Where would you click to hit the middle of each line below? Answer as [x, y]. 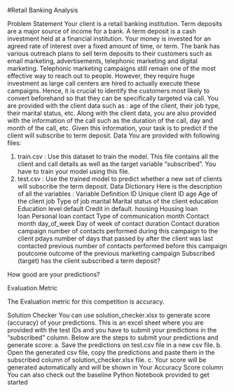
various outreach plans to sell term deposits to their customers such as [110, 53]
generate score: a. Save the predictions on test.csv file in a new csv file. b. [115, 345]
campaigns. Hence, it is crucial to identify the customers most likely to [109, 91]
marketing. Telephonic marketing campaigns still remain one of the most [111, 68]
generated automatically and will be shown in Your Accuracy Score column [116, 367]
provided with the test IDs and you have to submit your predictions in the [112, 330]
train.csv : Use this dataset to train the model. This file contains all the [118, 156]
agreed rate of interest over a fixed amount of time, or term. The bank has [114, 46]
